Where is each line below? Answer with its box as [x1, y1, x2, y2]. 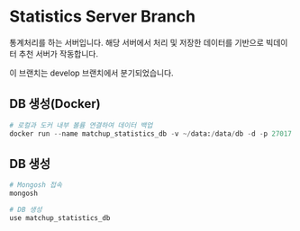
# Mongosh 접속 [9, 181, 63, 190]
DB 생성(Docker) [9, 96, 101, 111]
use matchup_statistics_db [9, 213, 111, 222]
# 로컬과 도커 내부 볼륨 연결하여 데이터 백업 [9, 120, 153, 129]
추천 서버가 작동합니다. [18, 48, 99, 59]
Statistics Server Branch [9, 6, 196, 27]
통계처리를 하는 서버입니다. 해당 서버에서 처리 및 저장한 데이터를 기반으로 [9, 37, 264, 48]
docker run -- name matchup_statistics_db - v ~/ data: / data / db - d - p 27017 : [9, 129, 296, 138]
